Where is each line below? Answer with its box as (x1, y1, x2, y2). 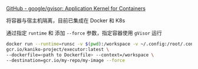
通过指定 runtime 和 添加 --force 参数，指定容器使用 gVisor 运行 (6, 29, 162, 36)
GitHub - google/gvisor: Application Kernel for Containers (6, 5, 146, 12)
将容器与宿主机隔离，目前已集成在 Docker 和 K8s (6, 17, 126, 24)
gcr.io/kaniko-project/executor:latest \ (6, 46, 110, 52)
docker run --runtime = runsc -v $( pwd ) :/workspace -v (6, 41, 138, 47)
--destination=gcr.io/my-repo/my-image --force (6, 57, 126, 63)
